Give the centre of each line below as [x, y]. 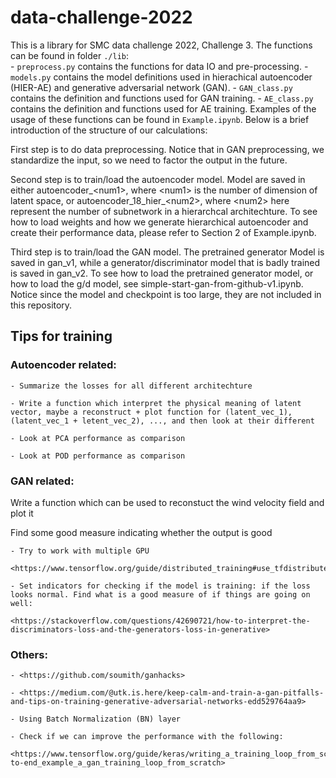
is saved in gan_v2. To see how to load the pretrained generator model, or [162, 273]
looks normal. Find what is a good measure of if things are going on [160, 594]
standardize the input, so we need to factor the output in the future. [149, 160]
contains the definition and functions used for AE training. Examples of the [163, 108]
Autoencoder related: [63, 365]
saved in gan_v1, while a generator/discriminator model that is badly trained [165, 262]
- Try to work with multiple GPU [80, 551]
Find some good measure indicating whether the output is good [141, 532]
